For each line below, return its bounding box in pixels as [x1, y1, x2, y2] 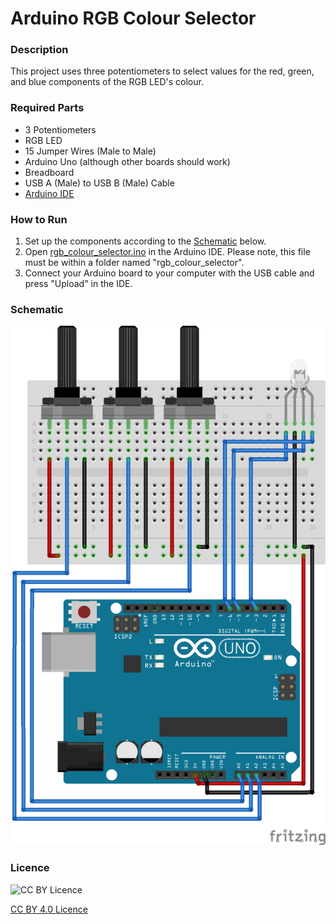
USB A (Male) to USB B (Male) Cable [24, 177, 175, 189]
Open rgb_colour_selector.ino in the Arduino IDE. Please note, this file [24, 246, 311, 258]
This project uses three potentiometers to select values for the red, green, [10, 65, 315, 77]
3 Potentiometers [24, 123, 97, 136]
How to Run [10, 212, 68, 226]
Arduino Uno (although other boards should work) [24, 155, 231, 167]
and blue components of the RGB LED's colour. [10, 76, 204, 88]
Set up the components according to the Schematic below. [24, 235, 267, 247]
